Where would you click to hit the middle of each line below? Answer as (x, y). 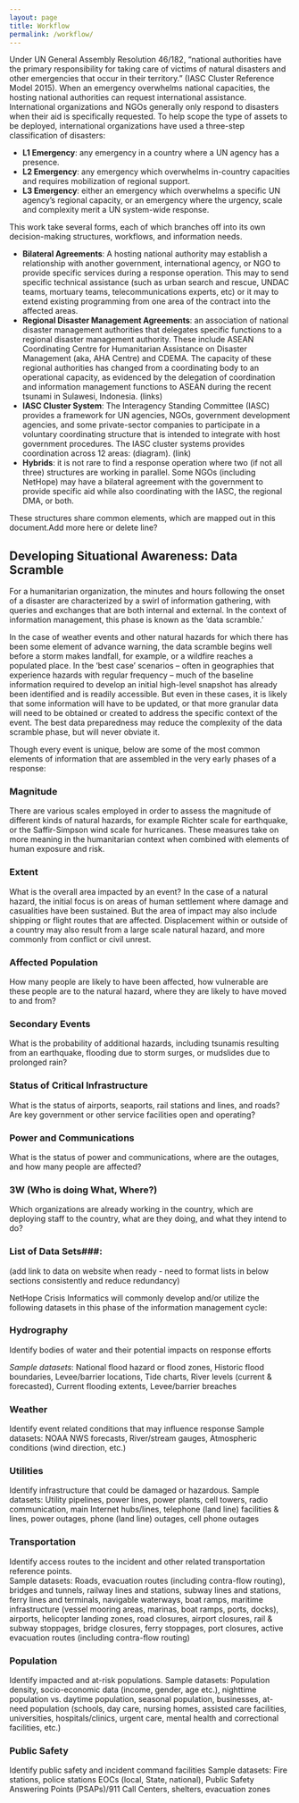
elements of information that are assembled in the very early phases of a (143, 759)
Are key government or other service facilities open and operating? (133, 1115)
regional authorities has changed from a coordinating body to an (141, 368)
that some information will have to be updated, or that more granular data (144, 704)
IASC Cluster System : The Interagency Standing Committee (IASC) (146, 406)
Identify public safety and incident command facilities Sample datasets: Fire (149, 1770)
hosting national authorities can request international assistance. (128, 97)
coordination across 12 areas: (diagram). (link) (107, 453)
